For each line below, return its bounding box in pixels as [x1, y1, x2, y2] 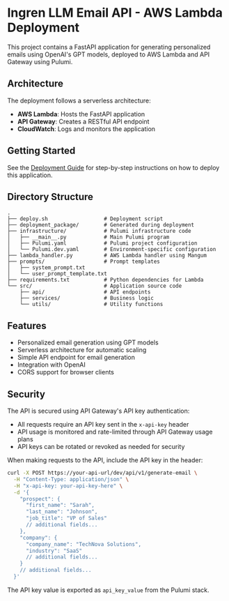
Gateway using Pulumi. [7, 57, 73, 66]
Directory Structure [7, 190, 94, 203]
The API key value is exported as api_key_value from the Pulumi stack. [7, 586, 210, 594]
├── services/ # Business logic [19, 295, 155, 302]
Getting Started [7, 145, 76, 157]
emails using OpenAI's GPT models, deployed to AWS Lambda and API [7, 50, 210, 59]
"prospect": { [19, 495, 61, 503]
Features [7, 319, 47, 332]
